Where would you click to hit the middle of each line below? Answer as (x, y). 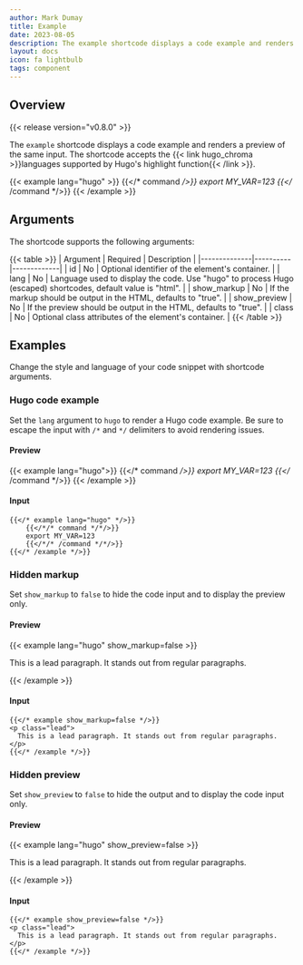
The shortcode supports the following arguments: (102, 241)
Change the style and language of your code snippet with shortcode (137, 367)
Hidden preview (45, 775)
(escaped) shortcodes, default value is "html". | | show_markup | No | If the (150, 288)
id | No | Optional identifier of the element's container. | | (175, 268)
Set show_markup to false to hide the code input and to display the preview (147, 594)
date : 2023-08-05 (42, 34)
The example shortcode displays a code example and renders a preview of (147, 144)
